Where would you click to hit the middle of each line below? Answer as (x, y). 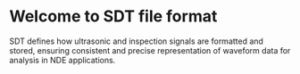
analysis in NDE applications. (62, 60)
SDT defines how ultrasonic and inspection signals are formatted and (136, 41)
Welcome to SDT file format (113, 16)
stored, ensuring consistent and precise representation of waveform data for (150, 50)
